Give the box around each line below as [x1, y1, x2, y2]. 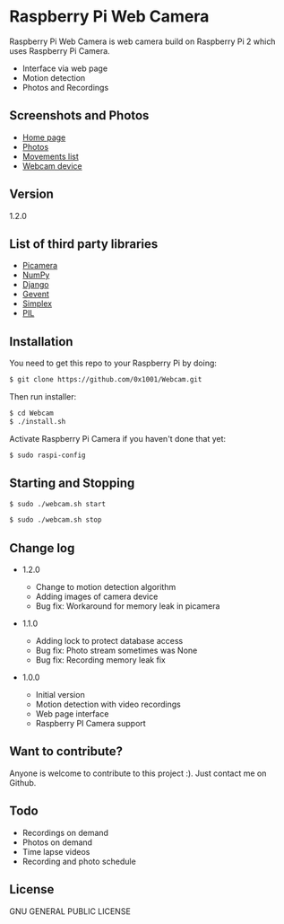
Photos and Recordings [22, 82, 109, 92]
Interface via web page [22, 63, 108, 74]
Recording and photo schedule [22, 856, 136, 867]
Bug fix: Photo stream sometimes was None [35, 645, 198, 656]
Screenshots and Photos [9, 108, 150, 123]
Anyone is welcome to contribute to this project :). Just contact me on [9, 768, 267, 779]
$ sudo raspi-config [9, 451, 87, 460]
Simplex [22, 298, 52, 309]
